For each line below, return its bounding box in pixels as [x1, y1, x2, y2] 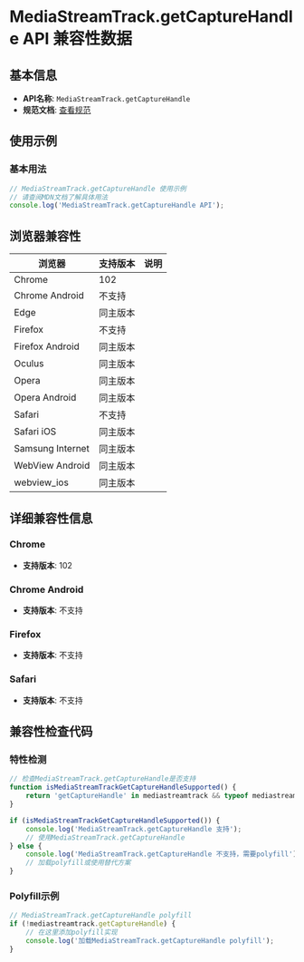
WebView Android [14, 460, 90, 472]
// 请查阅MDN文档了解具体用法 [9, 192, 109, 201]
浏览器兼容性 [9, 228, 81, 244]
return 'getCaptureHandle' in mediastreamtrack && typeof [25, 792, 249, 801]
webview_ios [14, 476, 70, 489]
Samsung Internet [14, 442, 90, 455]
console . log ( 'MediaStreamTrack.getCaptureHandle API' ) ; [9, 201, 224, 210]
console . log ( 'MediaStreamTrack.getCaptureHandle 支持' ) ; [25, 824, 242, 833]
